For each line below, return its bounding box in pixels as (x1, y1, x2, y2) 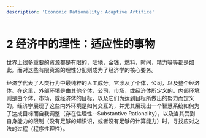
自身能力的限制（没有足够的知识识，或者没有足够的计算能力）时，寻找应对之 (6, 117, 200, 125)
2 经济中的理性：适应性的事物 (6, 37, 156, 51)
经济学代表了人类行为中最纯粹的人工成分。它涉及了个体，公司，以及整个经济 (6, 79, 200, 86)
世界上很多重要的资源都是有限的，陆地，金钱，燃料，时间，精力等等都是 (6, 59, 189, 66)
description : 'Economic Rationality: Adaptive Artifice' (6, 9, 155, 15)
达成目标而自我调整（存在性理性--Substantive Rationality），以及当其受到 (11, 109, 196, 117)
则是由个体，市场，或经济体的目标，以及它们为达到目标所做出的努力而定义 (6, 94, 194, 101)
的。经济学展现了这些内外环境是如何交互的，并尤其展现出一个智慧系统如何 (6, 102, 194, 109)
